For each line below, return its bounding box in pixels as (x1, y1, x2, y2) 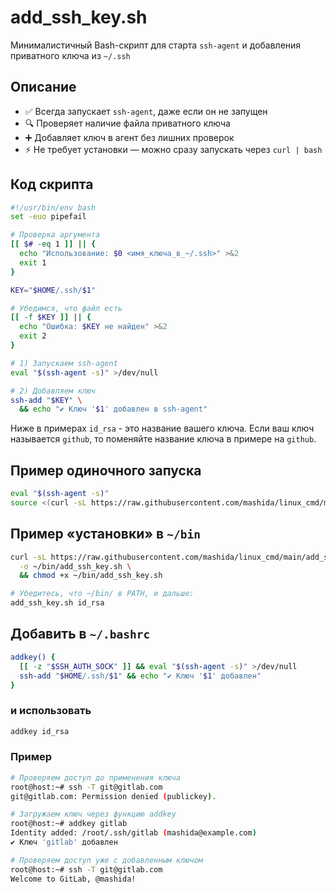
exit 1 (19, 257, 47, 268)
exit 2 (19, 331, 47, 341)
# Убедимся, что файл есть (10, 303, 123, 313)
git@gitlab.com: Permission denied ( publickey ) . (10, 791, 217, 801)
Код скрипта (10, 176, 94, 193)
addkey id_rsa (10, 726, 70, 736)
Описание (10, 79, 77, 96)
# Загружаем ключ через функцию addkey (10, 809, 177, 820)
